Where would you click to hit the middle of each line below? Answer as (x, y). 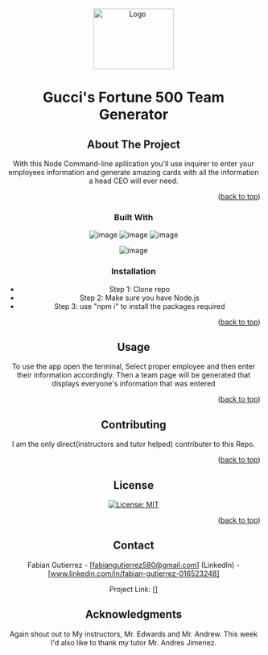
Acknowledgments (133, 614)
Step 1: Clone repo (140, 289)
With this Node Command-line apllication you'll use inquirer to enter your (134, 164)
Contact (134, 546)
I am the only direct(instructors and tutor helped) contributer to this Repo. (134, 444)
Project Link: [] (134, 589)
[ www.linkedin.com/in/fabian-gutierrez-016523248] (134, 574)
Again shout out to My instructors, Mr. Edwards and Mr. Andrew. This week (134, 634)
